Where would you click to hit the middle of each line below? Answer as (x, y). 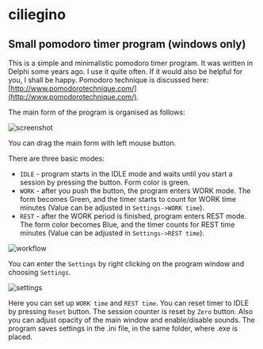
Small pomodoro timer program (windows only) (127, 44)
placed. (21, 337)
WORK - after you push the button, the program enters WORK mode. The (135, 191)
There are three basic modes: (56, 158)
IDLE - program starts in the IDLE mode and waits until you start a (126, 174)
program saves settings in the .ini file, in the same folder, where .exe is (123, 328)
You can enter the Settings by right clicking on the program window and (126, 264)
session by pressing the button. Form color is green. (105, 182)
